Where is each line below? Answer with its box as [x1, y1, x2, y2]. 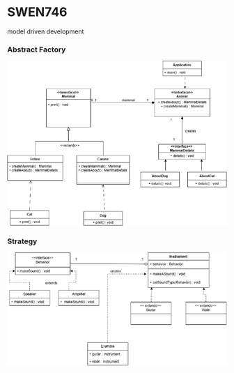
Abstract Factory [7, 45, 66, 54]
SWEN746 [7, 4, 68, 20]
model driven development [7, 27, 84, 36]
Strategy [7, 236, 38, 246]
